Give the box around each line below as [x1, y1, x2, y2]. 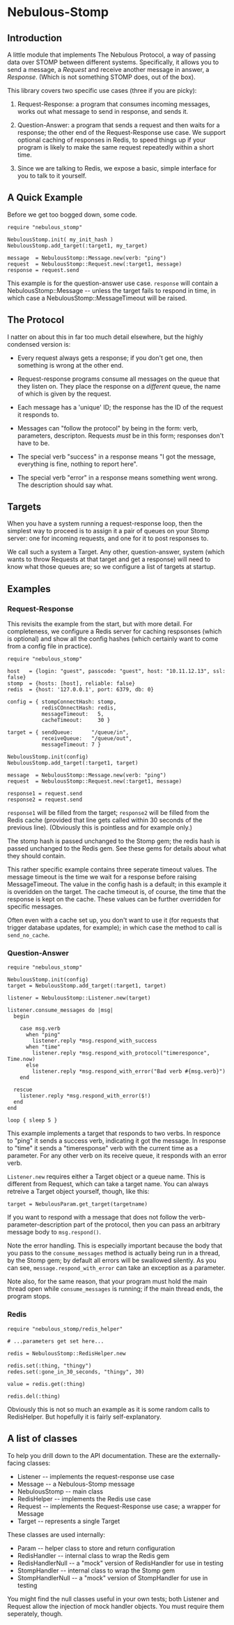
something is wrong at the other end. [17, 361, 124, 369]
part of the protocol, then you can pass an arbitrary [72, 1220, 221, 1229]
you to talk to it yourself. [17, 172, 87, 180]
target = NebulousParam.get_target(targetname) [7, 1201, 148, 1208]
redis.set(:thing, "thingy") [7, 1362, 92, 1369]
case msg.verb [19, 1025, 61, 1032]
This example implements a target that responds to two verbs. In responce [7, 1129, 221, 1138]
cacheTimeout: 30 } [41, 717, 111, 724]
